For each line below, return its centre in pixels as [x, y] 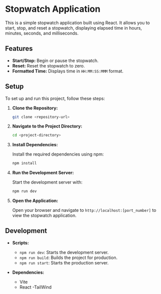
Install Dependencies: [35, 145]
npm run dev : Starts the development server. [64, 252]
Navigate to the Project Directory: [47, 126]
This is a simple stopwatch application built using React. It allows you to [78, 23]
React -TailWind [36, 287]
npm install [24, 163]
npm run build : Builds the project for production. [68, 258]
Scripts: [21, 243]
